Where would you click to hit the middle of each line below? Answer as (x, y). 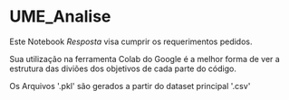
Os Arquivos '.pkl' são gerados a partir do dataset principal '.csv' (130, 86)
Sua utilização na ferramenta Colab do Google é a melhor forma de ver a (145, 59)
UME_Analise (60, 17)
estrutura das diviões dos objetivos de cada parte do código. (123, 68)
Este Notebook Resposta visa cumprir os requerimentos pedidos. (131, 41)
